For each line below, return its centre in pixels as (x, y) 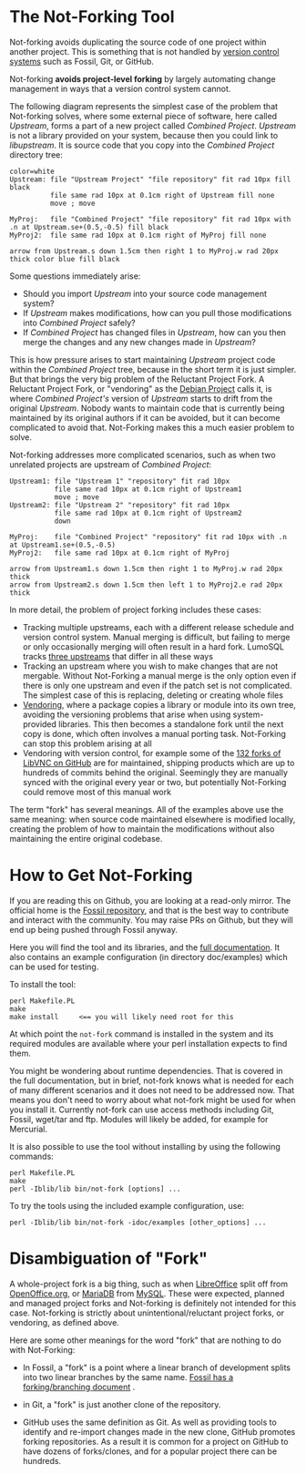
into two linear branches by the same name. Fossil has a (128, 1377)
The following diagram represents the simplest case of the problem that (144, 106)
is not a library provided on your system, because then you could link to (144, 135)
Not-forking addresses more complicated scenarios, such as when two (143, 455)
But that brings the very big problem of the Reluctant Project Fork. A (137, 379)
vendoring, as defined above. (65, 1322)
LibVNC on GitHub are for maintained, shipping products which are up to (158, 763)
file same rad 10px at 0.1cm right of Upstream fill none (162, 195)
